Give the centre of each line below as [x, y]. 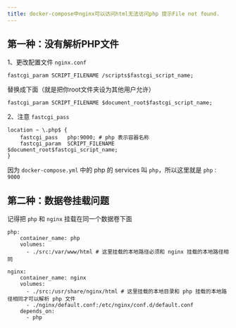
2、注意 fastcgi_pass [38, 117]
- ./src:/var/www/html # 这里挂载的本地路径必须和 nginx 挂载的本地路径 [125, 252]
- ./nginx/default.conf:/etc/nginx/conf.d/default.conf [110, 305]
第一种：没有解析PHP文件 [63, 44]
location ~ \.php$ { [38, 130]
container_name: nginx [53, 278]
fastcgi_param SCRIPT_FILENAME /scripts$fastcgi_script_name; [100, 76]
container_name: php [50, 239]
